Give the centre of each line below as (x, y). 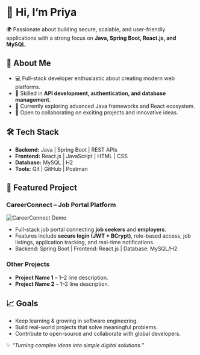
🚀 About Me (29, 63)
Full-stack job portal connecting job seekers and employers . (91, 230)
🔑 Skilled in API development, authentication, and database (90, 93)
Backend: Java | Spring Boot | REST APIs (66, 149)
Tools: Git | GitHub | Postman (52, 168)
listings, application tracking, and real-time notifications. (85, 242)
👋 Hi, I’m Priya (42, 12)
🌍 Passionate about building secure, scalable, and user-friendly (86, 29)
